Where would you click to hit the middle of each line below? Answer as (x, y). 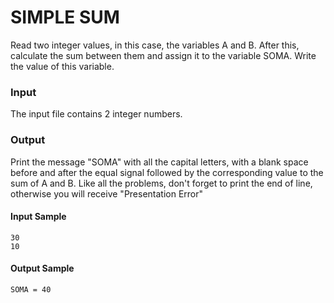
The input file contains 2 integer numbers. (96, 114)
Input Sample (38, 217)
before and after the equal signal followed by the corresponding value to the (167, 172)
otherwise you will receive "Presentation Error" (107, 193)
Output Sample (42, 268)
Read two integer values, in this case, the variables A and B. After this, (155, 45)
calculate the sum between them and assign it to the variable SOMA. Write (163, 55)
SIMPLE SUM (65, 17)
